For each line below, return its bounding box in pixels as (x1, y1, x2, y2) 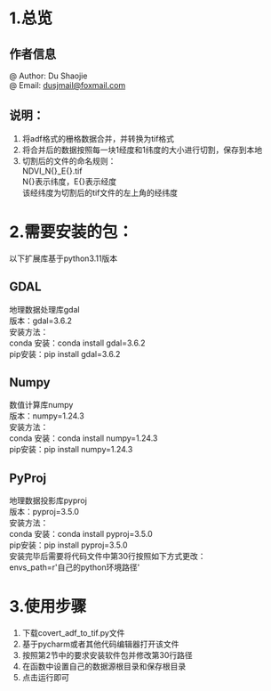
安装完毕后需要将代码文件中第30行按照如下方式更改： (9, 551, 206, 562)
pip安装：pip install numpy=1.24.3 (9, 444, 133, 455)
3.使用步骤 (9, 597, 87, 617)
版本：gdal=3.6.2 (9, 315, 73, 326)
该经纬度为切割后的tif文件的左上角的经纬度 (21, 187, 178, 198)
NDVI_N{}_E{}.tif (21, 166, 83, 176)
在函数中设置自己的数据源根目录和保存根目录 (21, 661, 187, 672)
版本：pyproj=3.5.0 (9, 507, 80, 517)
